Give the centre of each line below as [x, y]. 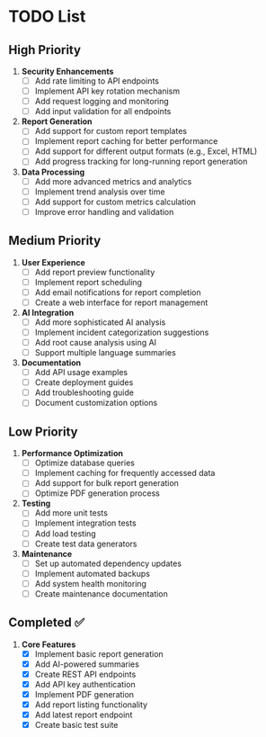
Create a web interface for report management [121, 302]
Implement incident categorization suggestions [122, 332]
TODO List [47, 17]
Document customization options [96, 403]
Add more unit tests [71, 513]
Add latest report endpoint [84, 715]
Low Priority [43, 431]
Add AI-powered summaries [87, 664]
